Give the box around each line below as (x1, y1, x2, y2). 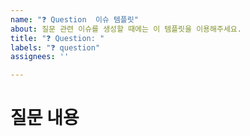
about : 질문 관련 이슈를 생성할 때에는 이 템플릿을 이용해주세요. (10, 24, 242, 34)
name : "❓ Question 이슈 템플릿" (10, 14, 139, 25)
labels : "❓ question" (10, 42, 101, 53)
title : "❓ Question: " (10, 33, 105, 43)
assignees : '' (10, 52, 70, 62)
